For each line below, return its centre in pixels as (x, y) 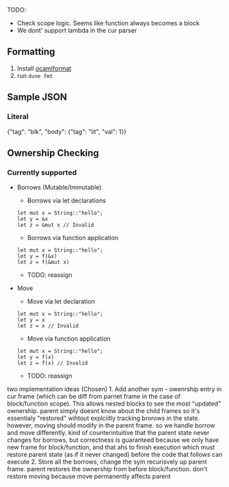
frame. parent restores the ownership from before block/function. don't (107, 469)
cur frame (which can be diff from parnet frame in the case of (94, 397)
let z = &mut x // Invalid (55, 225)
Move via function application (69, 339)
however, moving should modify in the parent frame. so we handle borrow (111, 425)
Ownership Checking (53, 153)
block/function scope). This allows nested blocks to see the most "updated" (114, 404)
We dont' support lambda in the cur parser (77, 30)
